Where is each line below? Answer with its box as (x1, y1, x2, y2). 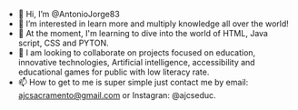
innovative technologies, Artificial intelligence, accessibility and (17, 57, 256, 67)
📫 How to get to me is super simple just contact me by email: (17, 77, 249, 87)
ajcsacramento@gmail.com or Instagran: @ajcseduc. (17, 90, 216, 100)
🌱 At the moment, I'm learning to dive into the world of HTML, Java (17, 28, 268, 38)
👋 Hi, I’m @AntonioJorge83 (17, 9, 120, 19)
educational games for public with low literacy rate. (17, 66, 210, 77)
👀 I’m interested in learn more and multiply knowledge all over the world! (17, 18, 289, 29)
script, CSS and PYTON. (17, 37, 109, 48)
